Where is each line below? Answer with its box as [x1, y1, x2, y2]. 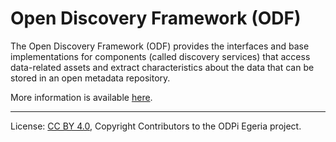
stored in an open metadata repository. [10, 72, 171, 84]
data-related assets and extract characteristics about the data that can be [10, 61, 315, 73]
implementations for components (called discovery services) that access [10, 50, 311, 62]
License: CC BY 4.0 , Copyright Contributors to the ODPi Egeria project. [10, 120, 302, 132]
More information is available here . [10, 91, 153, 103]
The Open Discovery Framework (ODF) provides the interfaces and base [10, 40, 310, 52]
